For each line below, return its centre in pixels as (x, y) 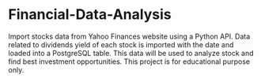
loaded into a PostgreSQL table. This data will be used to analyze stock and (131, 53)
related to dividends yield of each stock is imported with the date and (121, 44)
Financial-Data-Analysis (90, 15)
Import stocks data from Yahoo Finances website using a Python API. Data (129, 36)
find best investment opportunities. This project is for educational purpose (129, 61)
